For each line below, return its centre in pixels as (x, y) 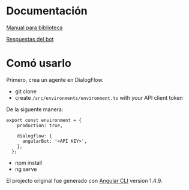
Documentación (47, 11)
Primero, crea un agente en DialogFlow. (55, 79)
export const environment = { (44, 120)
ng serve (26, 169)
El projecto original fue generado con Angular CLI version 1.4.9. (85, 180)
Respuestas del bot (30, 39)
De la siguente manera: (35, 109)
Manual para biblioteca (34, 27)
